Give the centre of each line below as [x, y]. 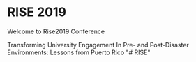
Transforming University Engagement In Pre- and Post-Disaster [98, 45]
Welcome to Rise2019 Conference [56, 31]
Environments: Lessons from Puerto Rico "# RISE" [79, 52]
